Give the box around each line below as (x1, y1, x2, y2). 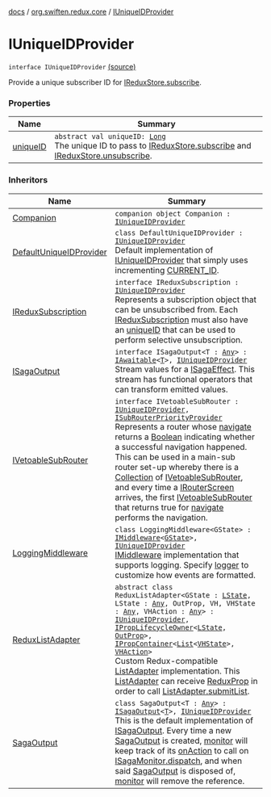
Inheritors (8, 174, 48, 186)
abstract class (115, 582, 173, 592)
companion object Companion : (115, 209, 231, 218)
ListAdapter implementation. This (115, 665, 240, 677)
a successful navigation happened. (115, 441, 248, 452)
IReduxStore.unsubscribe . (54, 150, 152, 161)
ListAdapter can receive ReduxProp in (115, 675, 258, 686)
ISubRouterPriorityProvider (115, 413, 223, 422)
